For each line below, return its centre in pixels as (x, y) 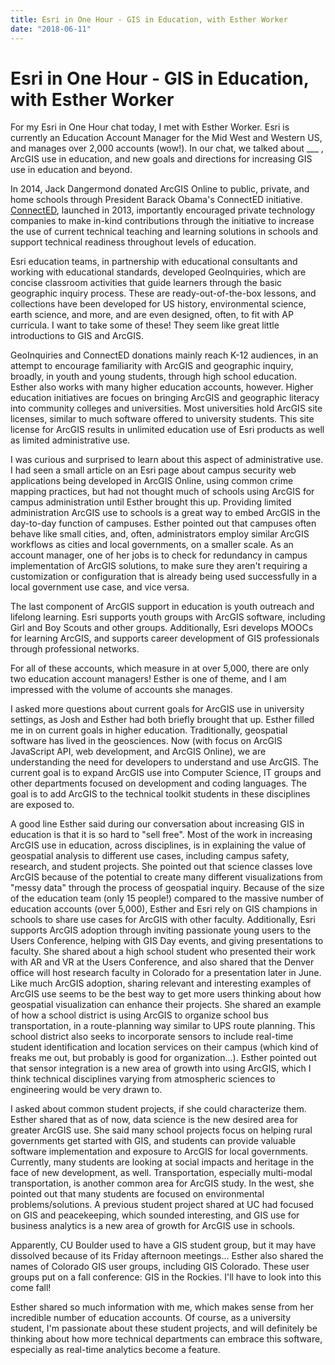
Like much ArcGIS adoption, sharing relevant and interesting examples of (161, 983)
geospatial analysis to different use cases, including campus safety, (150, 856)
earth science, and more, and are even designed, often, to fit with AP (152, 315)
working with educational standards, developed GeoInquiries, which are (158, 272)
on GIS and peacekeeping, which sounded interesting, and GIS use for (155, 1215)
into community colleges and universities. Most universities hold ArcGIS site (166, 408)
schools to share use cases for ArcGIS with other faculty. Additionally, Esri (163, 920)
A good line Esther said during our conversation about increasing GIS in (157, 824)
